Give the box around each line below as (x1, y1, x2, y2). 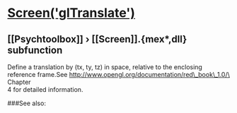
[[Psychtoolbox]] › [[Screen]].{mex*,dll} (7, 33, 187, 45)
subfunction (7, 44, 63, 56)
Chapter (7, 78, 31, 86)
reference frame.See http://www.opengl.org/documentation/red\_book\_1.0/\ (7, 71, 230, 78)
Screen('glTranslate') (7, 5, 136, 21)
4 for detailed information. (7, 85, 83, 93)
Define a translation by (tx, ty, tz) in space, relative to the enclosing (7, 63, 203, 71)
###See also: (7, 99, 46, 107)
